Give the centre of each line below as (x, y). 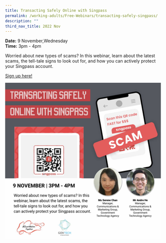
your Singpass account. (29, 66)
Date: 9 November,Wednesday (37, 41)
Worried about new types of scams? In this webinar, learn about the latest (80, 56)
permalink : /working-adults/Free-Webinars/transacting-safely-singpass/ (82, 16)
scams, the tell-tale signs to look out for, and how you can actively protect (80, 61)
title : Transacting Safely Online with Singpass (56, 10)
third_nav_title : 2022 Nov (33, 26)
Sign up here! (19, 76)
